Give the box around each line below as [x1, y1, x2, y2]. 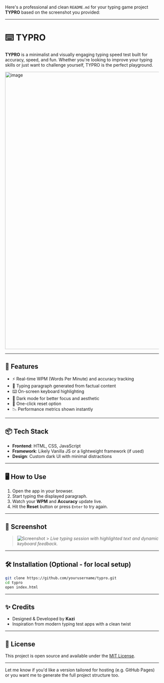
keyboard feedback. [17, 541, 58, 547]
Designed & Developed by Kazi [12, 616, 75, 622]
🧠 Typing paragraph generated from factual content [12, 382, 116, 389]
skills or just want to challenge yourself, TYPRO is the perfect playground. [5, 62, 153, 68]
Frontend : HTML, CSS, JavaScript [12, 443, 81, 449]
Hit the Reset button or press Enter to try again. [12, 504, 108, 509]
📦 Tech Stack [5, 428, 49, 436]
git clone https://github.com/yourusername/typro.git [5, 576, 117, 581]
